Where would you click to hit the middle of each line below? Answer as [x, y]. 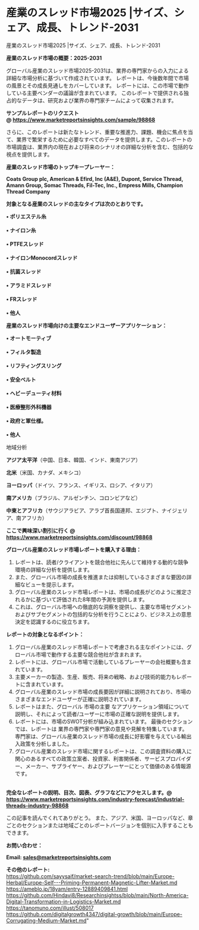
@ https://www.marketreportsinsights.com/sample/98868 [81, 120]
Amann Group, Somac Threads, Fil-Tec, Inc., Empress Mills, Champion [94, 185]
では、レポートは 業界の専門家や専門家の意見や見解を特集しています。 [101, 729]
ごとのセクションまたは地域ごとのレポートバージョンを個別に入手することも [100, 825]
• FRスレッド [22, 299]
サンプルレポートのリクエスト [42, 113]
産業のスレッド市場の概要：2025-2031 [54, 58]
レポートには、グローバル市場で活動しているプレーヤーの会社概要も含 [101, 661]
